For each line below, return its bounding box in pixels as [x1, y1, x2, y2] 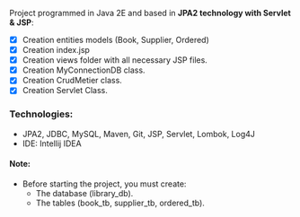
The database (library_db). [35, 187, 134, 198]
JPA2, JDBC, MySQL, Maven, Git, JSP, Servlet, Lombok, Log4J [22, 128, 256, 139]
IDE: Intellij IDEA [22, 138, 83, 149]
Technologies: [9, 108, 74, 120]
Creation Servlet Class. [22, 85, 108, 96]
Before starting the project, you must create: [22, 178, 187, 189]
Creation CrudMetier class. [22, 75, 123, 86]
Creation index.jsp [22, 45, 90, 56]
